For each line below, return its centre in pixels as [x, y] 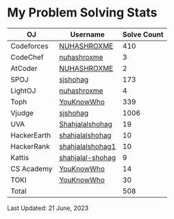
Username [87, 34]
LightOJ [23, 91]
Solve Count [143, 34]
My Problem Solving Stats [82, 13]
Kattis [20, 157]
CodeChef [27, 57]
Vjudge [22, 113]
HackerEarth [31, 135]
